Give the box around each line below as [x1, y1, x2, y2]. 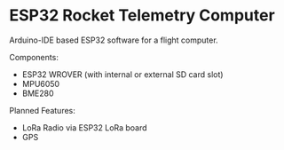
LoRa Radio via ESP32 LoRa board [21, 122, 148, 133]
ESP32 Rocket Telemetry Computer [9, 5, 275, 26]
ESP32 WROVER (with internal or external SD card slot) [21, 68, 224, 80]
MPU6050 [21, 78, 60, 89]
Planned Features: [9, 105, 75, 115]
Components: [9, 51, 59, 62]
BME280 [21, 88, 55, 99]
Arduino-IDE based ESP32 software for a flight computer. [9, 35, 219, 45]
